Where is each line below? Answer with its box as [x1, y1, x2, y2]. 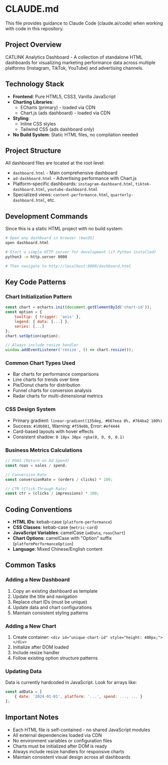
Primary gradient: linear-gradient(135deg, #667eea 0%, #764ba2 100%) [12, 417, 163, 424]
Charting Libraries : [12, 98, 54, 105]
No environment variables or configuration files [12, 737, 112, 743]
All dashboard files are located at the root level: [5, 160, 105, 166]
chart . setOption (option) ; [5, 333, 60, 338]
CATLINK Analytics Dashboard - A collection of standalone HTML [5, 54, 143, 60]
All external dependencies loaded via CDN [12, 732, 102, 738]
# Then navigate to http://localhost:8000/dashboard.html [5, 264, 131, 269]
